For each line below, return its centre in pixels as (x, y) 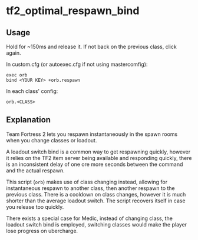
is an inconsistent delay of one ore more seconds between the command (95, 164)
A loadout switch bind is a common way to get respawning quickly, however (98, 152)
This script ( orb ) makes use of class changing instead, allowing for (87, 182)
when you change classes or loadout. (52, 140)
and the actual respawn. (35, 170)
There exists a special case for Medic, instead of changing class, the (89, 218)
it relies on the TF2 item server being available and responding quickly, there (99, 158)
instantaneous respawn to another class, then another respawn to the (90, 188)
